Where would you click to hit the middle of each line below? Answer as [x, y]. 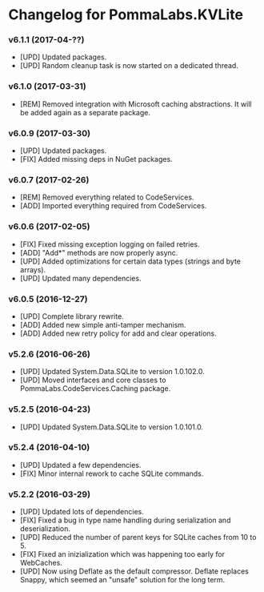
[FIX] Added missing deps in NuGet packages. [96, 159]
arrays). [33, 269]
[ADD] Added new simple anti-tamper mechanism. [103, 324]
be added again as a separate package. [85, 112]
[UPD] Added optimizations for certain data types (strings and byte [130, 261]
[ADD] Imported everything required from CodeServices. [113, 206]
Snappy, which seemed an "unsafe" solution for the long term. [122, 580]
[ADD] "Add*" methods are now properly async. [99, 252]
